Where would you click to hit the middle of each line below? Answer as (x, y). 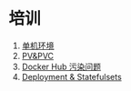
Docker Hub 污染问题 (61, 66)
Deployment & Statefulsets (71, 76)
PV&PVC (38, 56)
